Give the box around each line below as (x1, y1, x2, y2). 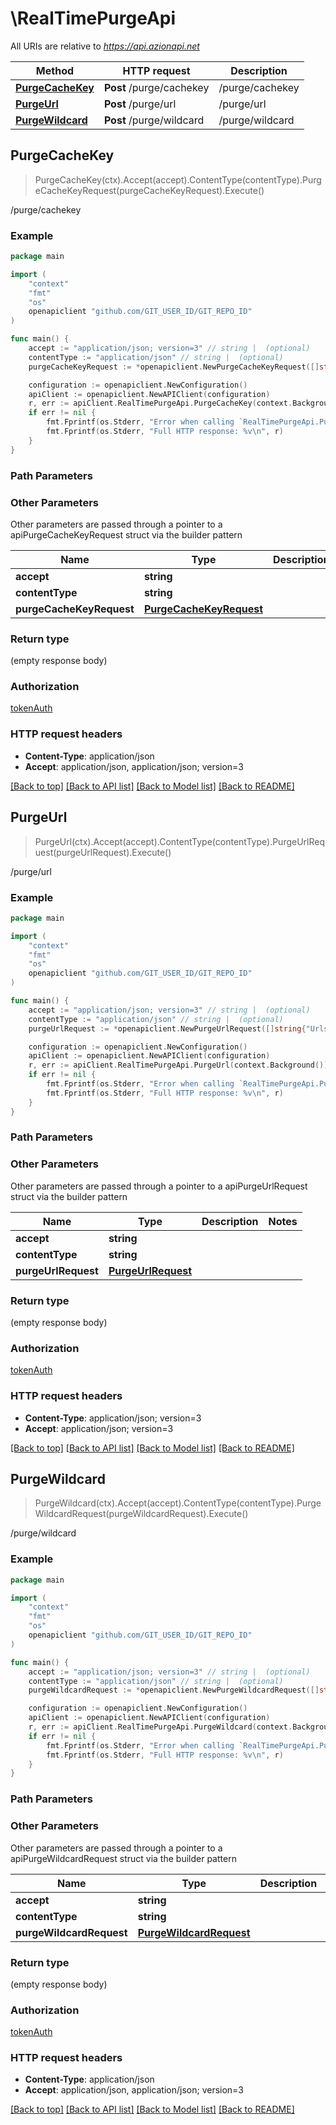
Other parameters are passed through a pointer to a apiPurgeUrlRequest (10, 1180, 308, 1192)
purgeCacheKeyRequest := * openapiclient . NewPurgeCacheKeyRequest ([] (28, 362, 320, 372)
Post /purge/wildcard (103, 113, 205, 127)
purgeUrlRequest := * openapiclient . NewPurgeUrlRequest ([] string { (28, 1023, 307, 1034)
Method (35, 63, 75, 77)
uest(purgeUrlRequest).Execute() (34, 846, 172, 858)
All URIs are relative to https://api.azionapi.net (10, 40, 200, 52)
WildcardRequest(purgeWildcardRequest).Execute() (34, 1508, 249, 1520)
